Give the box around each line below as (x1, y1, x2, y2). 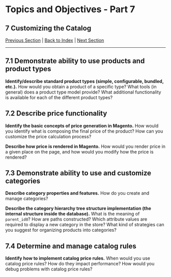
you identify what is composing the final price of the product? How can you (5, 128, 163, 134)
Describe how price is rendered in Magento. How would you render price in (5, 143, 166, 149)
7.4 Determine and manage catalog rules (5, 241, 136, 250)
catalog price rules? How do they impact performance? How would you (5, 261, 155, 267)
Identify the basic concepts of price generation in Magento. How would (5, 122, 159, 129)
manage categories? (5, 196, 48, 202)
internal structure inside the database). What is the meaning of (5, 211, 140, 217)
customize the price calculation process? (5, 133, 92, 139)
